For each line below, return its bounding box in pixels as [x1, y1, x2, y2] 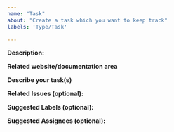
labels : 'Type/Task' [7, 23, 68, 30]
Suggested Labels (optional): [7, 103, 94, 112]
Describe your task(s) [7, 76, 72, 84]
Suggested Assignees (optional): [7, 117, 106, 125]
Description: [7, 48, 44, 57]
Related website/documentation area [7, 62, 118, 71]
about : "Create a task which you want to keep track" [7, 17, 168, 24]
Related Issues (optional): [7, 89, 84, 98]
